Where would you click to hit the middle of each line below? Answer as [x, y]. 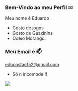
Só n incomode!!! [30, 74]
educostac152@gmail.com [32, 64]
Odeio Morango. [29, 38]
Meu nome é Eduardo [27, 18]
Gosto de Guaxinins [33, 33]
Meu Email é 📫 [24, 52]
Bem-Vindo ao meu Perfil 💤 [39, 7]
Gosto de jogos [28, 28]
